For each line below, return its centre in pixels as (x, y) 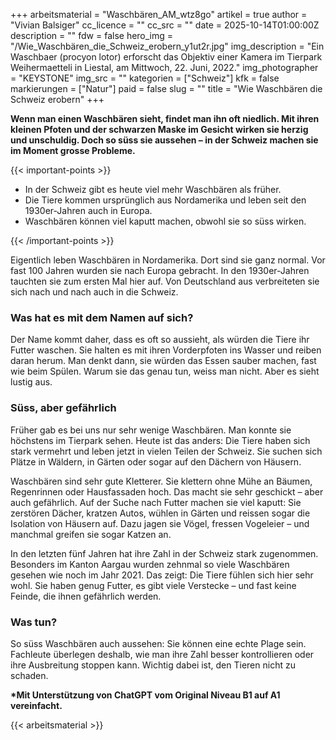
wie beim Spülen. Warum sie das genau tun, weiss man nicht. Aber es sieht (165, 371)
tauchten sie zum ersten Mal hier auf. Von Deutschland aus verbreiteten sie (165, 281)
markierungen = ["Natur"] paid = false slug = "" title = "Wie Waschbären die (166, 88)
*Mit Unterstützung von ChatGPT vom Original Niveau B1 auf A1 (145, 695)
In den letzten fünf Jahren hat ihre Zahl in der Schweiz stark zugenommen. (164, 553)
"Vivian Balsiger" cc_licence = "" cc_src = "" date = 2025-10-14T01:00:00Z (165, 25)
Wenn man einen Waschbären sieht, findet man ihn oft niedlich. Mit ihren (165, 118)
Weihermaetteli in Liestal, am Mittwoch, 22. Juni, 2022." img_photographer (164, 67)
